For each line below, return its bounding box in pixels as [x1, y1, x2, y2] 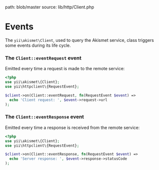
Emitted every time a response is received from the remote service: [5, 124, 140, 131]
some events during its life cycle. [5, 42, 71, 48]
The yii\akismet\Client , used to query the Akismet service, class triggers [5, 37, 154, 43]
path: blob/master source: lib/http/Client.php [5, 4, 94, 10]
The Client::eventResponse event [5, 113, 84, 120]
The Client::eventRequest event [5, 55, 82, 61]
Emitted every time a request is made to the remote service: [5, 66, 125, 72]
